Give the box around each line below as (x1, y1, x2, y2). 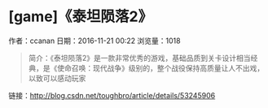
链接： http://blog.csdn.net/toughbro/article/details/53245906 (8, 90, 216, 100)
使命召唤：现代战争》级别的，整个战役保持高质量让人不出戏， (56, 63, 265, 73)
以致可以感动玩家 (28, 73, 86, 83)
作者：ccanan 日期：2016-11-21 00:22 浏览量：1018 (8, 36, 181, 45)
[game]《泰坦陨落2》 (8, 7, 153, 26)
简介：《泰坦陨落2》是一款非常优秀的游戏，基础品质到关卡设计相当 (28, 53, 251, 63)
